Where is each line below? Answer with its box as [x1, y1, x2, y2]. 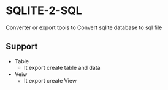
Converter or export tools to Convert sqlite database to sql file [6, 24, 162, 31]
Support [6, 41, 38, 52]
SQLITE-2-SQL [6, 4, 82, 18]
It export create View [23, 77, 77, 84]
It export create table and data [23, 64, 101, 71]
